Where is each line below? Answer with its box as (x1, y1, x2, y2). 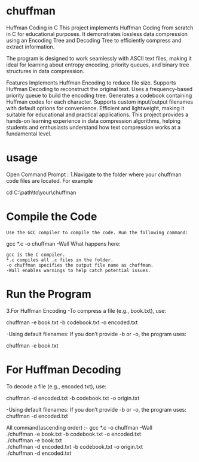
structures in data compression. (6, 67, 85, 74)
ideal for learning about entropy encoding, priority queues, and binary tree (6, 61, 189, 68)
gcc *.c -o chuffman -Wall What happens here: (6, 240, 121, 247)
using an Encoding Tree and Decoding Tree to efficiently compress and (6, 37, 182, 44)
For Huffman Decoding (6, 363, 121, 376)
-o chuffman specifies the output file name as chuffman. (6, 262, 154, 268)
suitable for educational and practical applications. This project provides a (6, 111, 189, 118)
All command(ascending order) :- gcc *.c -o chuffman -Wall (6, 424, 152, 431)
